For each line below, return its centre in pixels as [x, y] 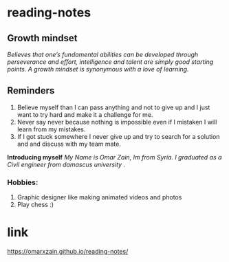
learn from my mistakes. [51, 129]
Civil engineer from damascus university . [66, 164]
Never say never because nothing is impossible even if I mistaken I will [117, 122]
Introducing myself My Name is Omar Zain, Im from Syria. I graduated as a [115, 157]
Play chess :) [35, 205]
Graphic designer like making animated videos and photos [99, 197]
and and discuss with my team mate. [69, 144]
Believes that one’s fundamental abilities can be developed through [103, 54]
